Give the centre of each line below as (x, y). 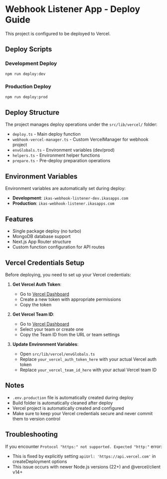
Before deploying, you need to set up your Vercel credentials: (68, 274)
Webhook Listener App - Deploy (73, 9)
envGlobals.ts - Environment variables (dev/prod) (63, 150)
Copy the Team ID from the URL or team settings (70, 334)
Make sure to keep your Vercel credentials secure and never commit (83, 413)
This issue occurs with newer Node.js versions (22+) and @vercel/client (86, 467)
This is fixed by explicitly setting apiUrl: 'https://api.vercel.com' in (84, 456)
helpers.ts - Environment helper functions (56, 155)
